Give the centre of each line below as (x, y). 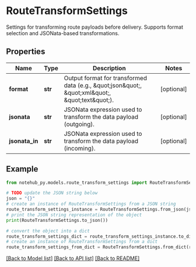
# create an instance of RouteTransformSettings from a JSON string (91, 204)
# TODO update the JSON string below (52, 193)
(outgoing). (79, 124)
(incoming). (80, 148)
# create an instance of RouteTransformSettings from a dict (82, 242)
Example (22, 169)
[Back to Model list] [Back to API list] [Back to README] (73, 258)
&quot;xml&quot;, (87, 93)
